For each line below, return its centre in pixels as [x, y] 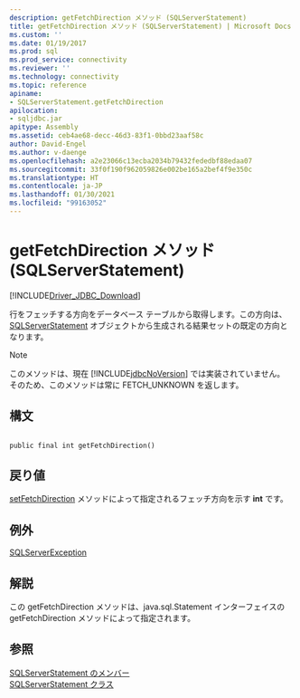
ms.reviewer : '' [40, 69]
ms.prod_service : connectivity [68, 60]
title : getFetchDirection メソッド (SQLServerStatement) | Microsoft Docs [150, 26]
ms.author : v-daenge [48, 152]
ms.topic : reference [48, 85]
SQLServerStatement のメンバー [70, 673]
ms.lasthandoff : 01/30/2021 [62, 195]
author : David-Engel [48, 144]
